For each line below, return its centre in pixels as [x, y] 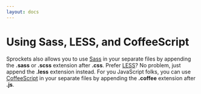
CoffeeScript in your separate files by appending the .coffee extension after [101, 78]
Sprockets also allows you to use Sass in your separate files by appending [99, 59]
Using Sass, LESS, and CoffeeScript [98, 42]
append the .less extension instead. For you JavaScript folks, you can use [99, 72]
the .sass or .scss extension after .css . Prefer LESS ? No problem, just [94, 65]
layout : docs [23, 12]
